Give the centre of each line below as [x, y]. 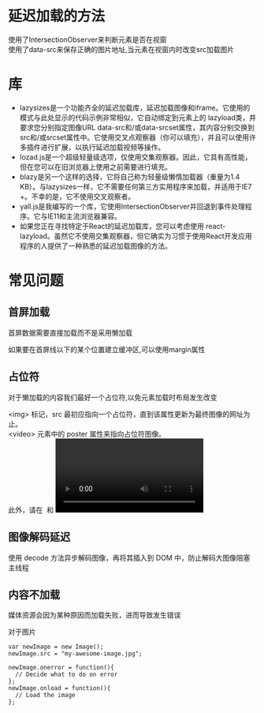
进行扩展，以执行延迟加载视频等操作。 [103, 147]
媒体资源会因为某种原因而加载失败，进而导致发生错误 [95, 615]
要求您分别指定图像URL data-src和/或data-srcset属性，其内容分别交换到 [137, 127]
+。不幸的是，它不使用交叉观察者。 [77, 196]
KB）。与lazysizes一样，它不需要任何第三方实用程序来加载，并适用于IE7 [136, 186]
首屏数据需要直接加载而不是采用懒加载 [70, 332]
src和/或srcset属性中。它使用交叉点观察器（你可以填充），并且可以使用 [134, 137]
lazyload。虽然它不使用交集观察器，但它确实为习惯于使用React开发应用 [136, 236]
